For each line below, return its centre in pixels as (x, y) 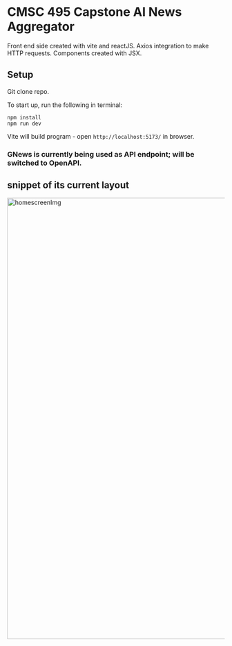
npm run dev (24, 124)
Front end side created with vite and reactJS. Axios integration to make (108, 46)
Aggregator (41, 27)
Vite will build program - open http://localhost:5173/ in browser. (101, 136)
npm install (24, 117)
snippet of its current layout (68, 185)
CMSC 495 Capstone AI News (95, 12)
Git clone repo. (28, 91)
